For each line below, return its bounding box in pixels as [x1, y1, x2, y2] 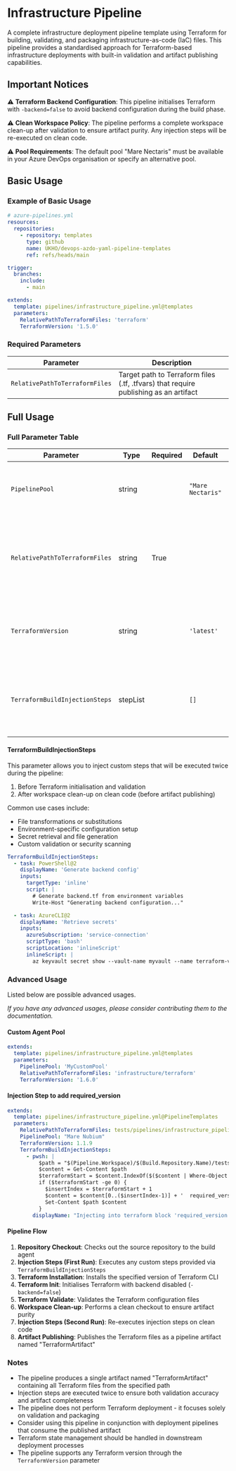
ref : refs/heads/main [25, 252, 90, 259]
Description [152, 357, 192, 367]
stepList [118, 695, 145, 705]
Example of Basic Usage [7, 196, 91, 206]
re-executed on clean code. [7, 133, 88, 142]
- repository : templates [20, 232, 93, 239]
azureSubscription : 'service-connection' [25, 932, 150, 939]
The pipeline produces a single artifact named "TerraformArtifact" [17, 1373, 209, 1382]
